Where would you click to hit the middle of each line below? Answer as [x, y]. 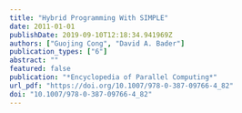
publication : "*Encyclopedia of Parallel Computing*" [114, 77]
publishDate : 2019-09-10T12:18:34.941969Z [91, 35]
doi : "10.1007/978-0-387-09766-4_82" [81, 94]
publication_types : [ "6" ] [58, 52]
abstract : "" [34, 60]
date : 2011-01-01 [42, 26]
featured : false [40, 69]
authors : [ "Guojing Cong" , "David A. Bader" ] [97, 43]
